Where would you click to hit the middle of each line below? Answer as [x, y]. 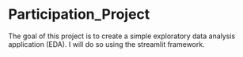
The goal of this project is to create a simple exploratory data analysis [122, 36]
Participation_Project [79, 14]
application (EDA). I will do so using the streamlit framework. [106, 44]
